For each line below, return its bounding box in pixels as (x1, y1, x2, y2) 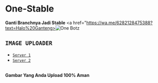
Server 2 (12, 58, 31, 63)
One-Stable (5, 3, 54, 15)
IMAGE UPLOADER (5, 40, 52, 47)
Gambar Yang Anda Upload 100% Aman (5, 72, 90, 78)
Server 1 (12, 52, 31, 58)
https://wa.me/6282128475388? (86, 20, 153, 26)
